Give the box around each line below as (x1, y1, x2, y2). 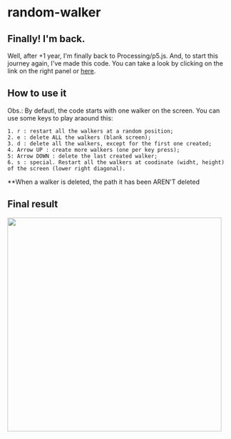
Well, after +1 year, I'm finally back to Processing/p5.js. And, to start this (7, 51, 219, 60)
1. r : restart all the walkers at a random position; (7, 128, 174, 135)
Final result (7, 198, 58, 210)
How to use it (7, 87, 67, 100)
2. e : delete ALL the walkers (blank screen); (7, 133, 152, 141)
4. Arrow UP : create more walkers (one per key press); (7, 146, 180, 153)
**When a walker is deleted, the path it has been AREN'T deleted (7, 177, 200, 186)
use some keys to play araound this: (7, 113, 113, 122)
